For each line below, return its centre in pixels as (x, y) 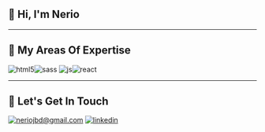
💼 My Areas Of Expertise (70, 51)
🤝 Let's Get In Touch (58, 102)
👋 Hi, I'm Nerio (44, 15)
